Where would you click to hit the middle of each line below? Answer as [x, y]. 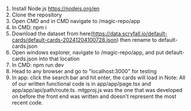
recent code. [27, 102]
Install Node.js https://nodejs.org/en [56, 9]
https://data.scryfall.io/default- [130, 34]
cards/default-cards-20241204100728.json [64, 40]
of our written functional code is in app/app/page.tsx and [81, 84]
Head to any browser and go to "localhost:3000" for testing [84, 71]
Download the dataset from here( [52, 34]
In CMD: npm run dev [38, 65]
